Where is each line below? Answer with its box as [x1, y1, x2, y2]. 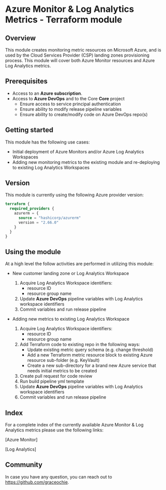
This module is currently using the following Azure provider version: [5, 192, 144, 198]
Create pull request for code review [19, 373, 93, 379]
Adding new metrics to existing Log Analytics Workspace [12, 316, 130, 322]
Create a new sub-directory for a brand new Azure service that [27, 362, 157, 368]
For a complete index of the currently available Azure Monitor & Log [5, 422, 144, 428]
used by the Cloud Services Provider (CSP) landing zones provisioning [5, 52, 150, 58]
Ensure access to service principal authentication [19, 101, 121, 107]
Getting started [5, 126, 54, 135]
